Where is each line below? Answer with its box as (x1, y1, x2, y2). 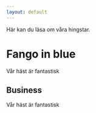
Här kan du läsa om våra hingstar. (6, 26, 91, 33)
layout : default (6, 9, 47, 15)
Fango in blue (6, 47, 76, 61)
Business (6, 85, 43, 95)
